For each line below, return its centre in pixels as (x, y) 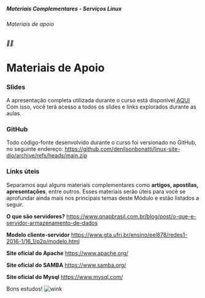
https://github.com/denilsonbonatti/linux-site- (122, 149)
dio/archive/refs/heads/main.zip (47, 156)
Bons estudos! (25, 289)
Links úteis (23, 172)
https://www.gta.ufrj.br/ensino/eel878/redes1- (129, 235)
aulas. (14, 113)
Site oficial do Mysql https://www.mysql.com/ (65, 277)
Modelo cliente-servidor (38, 235)
